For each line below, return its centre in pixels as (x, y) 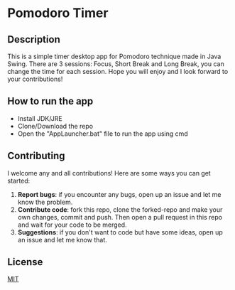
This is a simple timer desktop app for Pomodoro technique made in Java (114, 56)
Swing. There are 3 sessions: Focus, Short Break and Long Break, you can (116, 64)
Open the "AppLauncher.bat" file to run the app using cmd (103, 134)
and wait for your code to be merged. (72, 225)
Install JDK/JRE (40, 118)
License (25, 262)
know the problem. (45, 202)
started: (19, 181)
